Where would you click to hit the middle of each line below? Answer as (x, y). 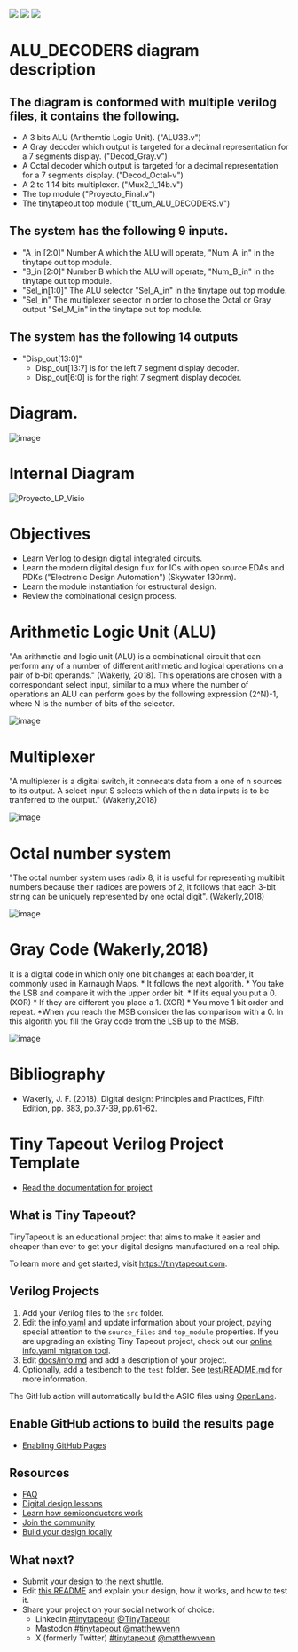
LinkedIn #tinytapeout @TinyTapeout (102, 1619)
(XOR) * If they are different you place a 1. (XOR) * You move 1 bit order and (146, 1003)
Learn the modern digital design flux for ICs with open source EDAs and (153, 568)
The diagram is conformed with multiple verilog (143, 102)
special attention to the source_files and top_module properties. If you (150, 1332)
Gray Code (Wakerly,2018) (109, 950)
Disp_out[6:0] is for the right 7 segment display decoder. (138, 377)
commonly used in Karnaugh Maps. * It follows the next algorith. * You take (146, 984)
